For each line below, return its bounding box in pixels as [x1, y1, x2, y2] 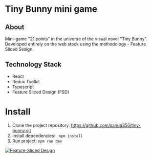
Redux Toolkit [12, 78, 40, 84]
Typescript [12, 84, 34, 90]
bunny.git [12, 127, 31, 133]
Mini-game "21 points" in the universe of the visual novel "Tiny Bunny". [5, 36, 148, 42]
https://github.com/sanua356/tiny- [71, 122, 141, 128]
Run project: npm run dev [12, 138, 63, 144]
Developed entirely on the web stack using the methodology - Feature [5, 41, 146, 47]
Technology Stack [5, 60, 62, 69]
